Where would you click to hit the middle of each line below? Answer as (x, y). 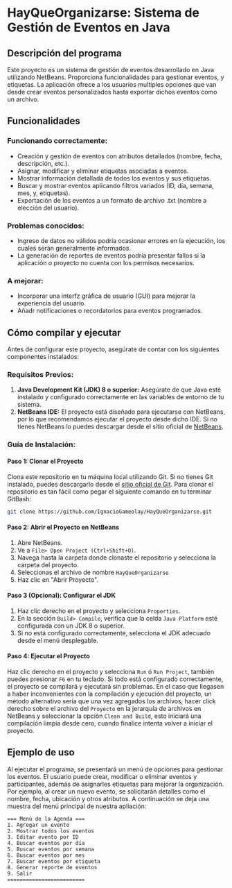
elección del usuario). (48, 208)
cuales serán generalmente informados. (74, 248)
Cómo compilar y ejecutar (64, 332)
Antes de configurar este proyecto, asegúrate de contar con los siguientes (113, 349)
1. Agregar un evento (38, 825)
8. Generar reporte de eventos (52, 867)
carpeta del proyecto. (48, 564)
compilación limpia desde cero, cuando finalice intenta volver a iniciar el (110, 723)
